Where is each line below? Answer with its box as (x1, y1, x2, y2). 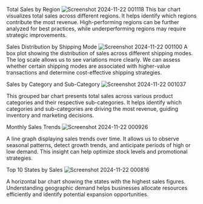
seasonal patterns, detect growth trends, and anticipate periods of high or (6, 142, 191, 148)
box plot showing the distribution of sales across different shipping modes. (6, 50, 193, 57)
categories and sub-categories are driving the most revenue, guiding (6, 105, 179, 112)
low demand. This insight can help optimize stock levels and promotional (6, 148, 188, 155)
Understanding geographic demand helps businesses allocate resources (6, 185, 188, 191)
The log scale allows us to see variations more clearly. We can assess (6, 56, 181, 63)
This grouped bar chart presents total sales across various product (6, 93, 173, 99)
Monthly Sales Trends (6, 123, 61, 130)
